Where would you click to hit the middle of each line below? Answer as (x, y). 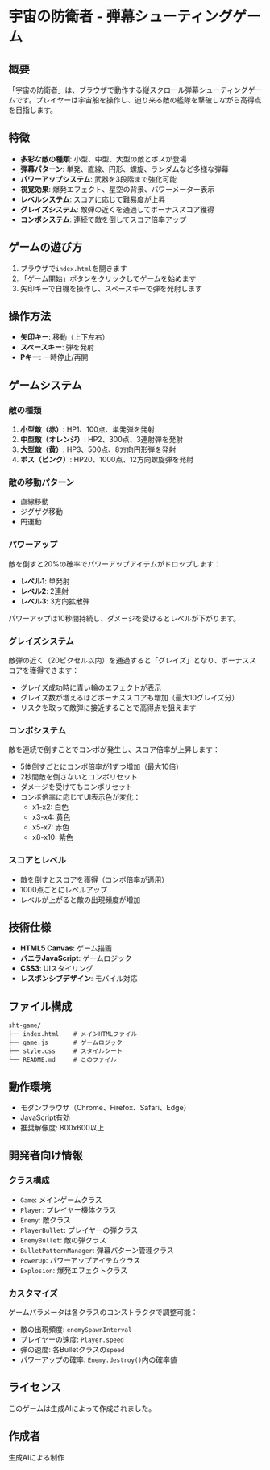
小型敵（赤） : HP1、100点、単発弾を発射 (87, 429)
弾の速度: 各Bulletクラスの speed (72, 1350)
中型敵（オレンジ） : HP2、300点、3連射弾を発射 (102, 440)
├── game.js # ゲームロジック (66, 1043)
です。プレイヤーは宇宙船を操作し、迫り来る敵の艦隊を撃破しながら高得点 (138, 100)
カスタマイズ (33, 1293)
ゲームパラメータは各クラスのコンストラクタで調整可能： (104, 1313)
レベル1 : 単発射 (45, 581)
